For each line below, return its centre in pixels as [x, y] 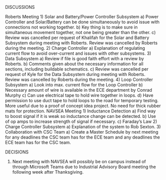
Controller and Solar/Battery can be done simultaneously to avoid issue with [82, 22]
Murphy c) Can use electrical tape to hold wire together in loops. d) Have [79, 95]
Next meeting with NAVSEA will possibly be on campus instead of [79, 162]
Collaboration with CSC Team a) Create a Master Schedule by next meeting [82, 132]
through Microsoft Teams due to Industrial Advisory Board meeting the [84, 167]
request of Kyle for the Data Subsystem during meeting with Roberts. [75, 74]
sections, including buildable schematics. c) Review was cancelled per [77, 69]
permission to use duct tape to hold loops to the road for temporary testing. [82, 100]
